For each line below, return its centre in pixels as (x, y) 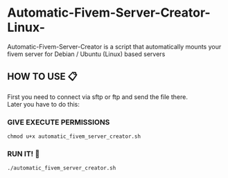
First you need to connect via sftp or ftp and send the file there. (98, 97)
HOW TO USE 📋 (42, 77)
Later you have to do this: (43, 104)
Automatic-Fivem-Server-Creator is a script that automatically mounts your (114, 46)
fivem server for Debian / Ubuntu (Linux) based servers (86, 54)
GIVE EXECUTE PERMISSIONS (59, 122)
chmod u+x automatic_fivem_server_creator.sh (74, 136)
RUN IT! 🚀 (24, 154)
